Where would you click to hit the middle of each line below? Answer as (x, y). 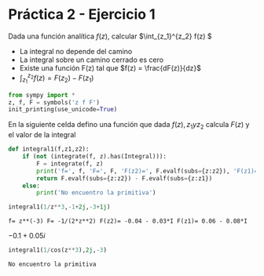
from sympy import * (42, 95)
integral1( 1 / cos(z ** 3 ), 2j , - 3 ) (58, 250)
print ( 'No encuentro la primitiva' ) (96, 193)
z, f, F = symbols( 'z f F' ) (54, 102)
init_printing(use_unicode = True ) (63, 110)
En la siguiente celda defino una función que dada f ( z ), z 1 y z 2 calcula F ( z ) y (129, 125)
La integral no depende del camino (76, 51)
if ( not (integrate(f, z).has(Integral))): (95, 157)
